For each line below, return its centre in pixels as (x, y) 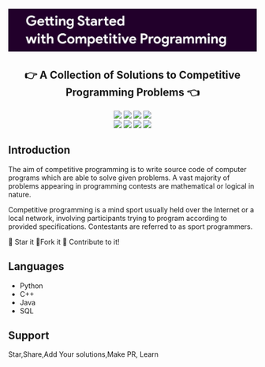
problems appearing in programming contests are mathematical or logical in (131, 185)
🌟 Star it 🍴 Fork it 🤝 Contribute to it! (64, 242)
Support (29, 335)
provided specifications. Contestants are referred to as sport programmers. (131, 227)
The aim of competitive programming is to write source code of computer (127, 169)
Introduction (39, 150)
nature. (20, 194)
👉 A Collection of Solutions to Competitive (132, 75)
